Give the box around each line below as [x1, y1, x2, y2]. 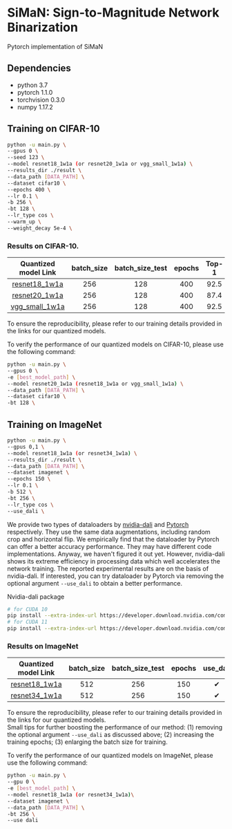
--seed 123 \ [7, 154, 45, 161]
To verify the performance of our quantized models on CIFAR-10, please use [7, 340, 224, 348]
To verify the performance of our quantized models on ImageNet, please [7, 752, 213, 760]
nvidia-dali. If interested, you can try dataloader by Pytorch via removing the [7, 572, 224, 580]
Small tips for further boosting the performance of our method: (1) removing [7, 723, 223, 732]
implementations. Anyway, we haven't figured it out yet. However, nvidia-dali [7, 550, 226, 558]
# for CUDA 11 [7, 619, 48, 626]
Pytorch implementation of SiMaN [7, 42, 104, 50]
